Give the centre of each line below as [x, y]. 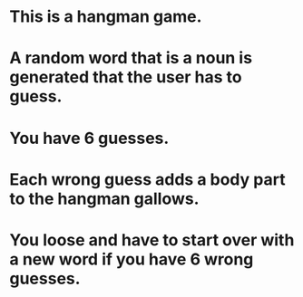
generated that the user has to [126, 77]
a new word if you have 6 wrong [132, 259]
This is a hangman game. [106, 17]
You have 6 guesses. [89, 138]
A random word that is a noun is [131, 58]
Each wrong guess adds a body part [147, 179]
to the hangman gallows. [104, 199]
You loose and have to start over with [152, 240]
